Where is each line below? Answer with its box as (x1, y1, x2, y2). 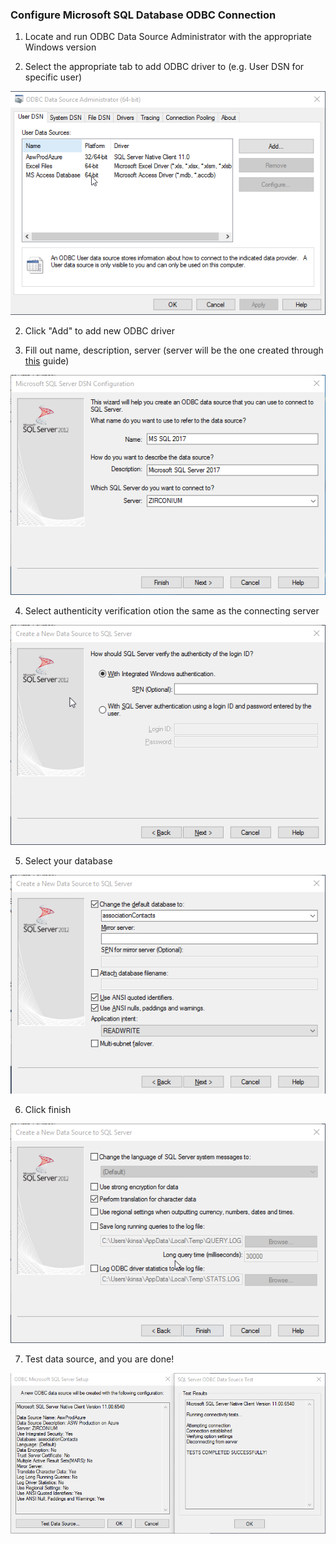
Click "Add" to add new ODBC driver (24, 325, 175, 337)
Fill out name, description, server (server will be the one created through (24, 344, 324, 357)
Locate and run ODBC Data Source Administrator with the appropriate (24, 31, 312, 43)
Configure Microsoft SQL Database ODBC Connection (10, 8, 277, 22)
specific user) (24, 71, 83, 83)
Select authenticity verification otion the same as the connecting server (24, 604, 320, 617)
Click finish (24, 1103, 72, 1115)
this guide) (24, 355, 70, 367)
